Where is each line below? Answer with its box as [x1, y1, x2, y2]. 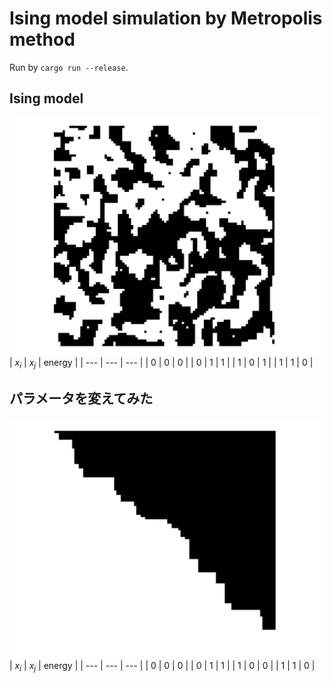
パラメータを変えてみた [9, 390, 154, 407]
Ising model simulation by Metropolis [9, 7, 323, 30]
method [9, 28, 76, 51]
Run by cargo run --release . [9, 61, 129, 73]
